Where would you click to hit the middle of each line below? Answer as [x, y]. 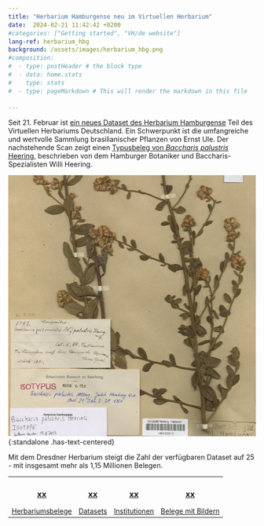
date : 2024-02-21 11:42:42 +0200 [65, 25]
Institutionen [134, 511]
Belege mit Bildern [190, 511]
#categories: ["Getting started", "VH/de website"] [94, 33]
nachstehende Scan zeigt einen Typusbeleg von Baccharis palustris [119, 148]
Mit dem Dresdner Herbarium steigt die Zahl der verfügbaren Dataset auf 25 [131, 457]
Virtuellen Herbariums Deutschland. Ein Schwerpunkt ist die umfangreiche [128, 131]
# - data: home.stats [45, 75]
